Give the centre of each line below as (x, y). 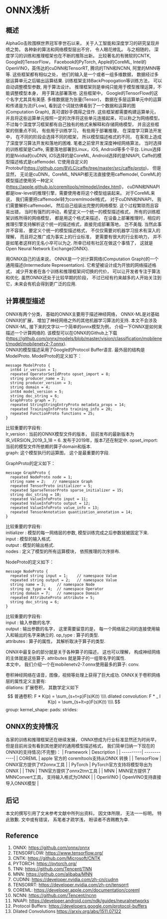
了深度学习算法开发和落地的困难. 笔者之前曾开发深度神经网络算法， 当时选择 (84, 143)
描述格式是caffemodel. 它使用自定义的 (49, 162)
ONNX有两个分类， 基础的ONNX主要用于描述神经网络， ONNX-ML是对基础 (83, 314)
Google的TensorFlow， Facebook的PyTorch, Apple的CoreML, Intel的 (76, 62)
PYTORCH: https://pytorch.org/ (45, 864)
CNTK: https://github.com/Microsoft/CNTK (57, 858)
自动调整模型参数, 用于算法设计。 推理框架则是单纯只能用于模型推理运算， (82, 87)
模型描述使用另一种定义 (30, 181)
